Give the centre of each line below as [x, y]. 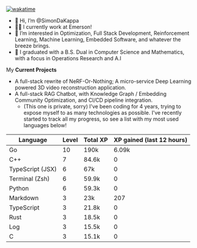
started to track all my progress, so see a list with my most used [101, 119]
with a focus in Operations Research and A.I [68, 58]
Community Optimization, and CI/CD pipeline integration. [84, 100]
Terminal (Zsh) [29, 179]
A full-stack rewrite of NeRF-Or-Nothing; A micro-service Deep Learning [103, 81]
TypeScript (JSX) [33, 169]
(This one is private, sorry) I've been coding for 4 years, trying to [102, 106]
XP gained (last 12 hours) [150, 140]
